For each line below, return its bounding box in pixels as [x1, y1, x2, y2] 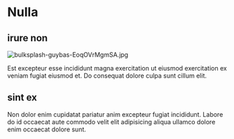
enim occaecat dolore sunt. [7, 125, 86, 133]
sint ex [7, 92, 37, 103]
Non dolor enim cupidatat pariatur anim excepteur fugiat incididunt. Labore [7, 110, 223, 119]
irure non [7, 32, 48, 44]
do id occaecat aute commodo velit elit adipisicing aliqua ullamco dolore [7, 117, 216, 126]
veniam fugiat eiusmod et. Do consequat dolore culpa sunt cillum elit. [7, 71, 207, 80]
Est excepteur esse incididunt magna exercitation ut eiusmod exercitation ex [7, 64, 228, 72]
